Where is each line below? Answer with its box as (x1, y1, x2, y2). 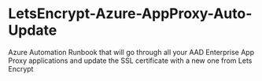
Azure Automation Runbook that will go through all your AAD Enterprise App (8, 47, 254, 57)
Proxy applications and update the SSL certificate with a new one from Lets (8, 56, 253, 65)
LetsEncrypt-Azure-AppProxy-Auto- (8, 5, 253, 23)
